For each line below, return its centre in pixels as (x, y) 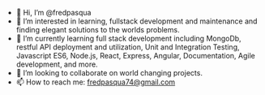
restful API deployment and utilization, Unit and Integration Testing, (128, 47)
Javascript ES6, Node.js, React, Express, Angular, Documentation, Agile (135, 56)
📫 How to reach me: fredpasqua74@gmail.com (96, 82)
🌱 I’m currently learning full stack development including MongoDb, (128, 38)
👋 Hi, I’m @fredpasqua (53, 13)
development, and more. (57, 64)
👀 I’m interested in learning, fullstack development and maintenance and (137, 21)
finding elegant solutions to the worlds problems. (98, 30)
